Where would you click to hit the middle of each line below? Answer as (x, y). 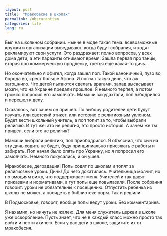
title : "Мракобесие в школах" (38, 14)
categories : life (23, 24)
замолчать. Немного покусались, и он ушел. (53, 157)
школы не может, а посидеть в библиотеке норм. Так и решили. (73, 193)
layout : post (19, 10)
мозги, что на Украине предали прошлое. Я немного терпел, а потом (79, 89)
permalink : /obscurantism (32, 19)
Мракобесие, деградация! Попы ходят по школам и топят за (70, 166)
